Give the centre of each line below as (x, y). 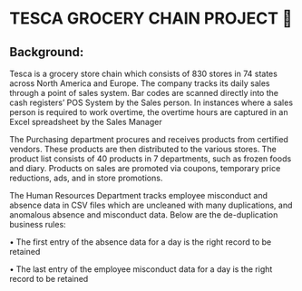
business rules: (38, 224)
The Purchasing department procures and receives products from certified (149, 139)
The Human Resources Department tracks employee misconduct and (138, 195)
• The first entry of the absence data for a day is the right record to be (141, 242)
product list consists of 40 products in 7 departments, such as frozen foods (151, 159)
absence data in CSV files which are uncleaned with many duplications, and (151, 205)
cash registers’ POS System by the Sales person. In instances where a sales (151, 102)
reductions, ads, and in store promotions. (86, 178)
